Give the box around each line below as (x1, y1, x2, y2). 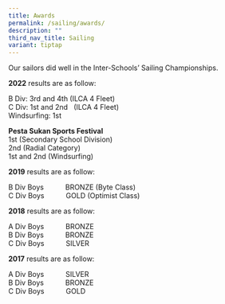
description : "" (8, 26, 62, 34)
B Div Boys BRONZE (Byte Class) (8, 182, 136, 192)
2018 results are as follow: (8, 206, 96, 216)
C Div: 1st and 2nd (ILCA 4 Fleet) (8, 103, 120, 112)
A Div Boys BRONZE (8, 222, 94, 232)
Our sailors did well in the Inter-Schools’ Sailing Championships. (8, 63, 219, 72)
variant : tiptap (8, 41, 62, 49)
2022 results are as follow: (8, 79, 97, 88)
